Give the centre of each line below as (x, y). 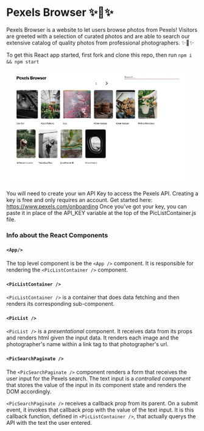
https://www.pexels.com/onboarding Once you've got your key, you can (97, 206)
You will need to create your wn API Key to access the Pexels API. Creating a (102, 193)
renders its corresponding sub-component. (61, 304)
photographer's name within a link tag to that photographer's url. (87, 344)
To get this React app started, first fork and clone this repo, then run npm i (99, 55)
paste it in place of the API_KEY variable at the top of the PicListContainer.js (101, 212)
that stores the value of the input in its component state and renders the (97, 385)
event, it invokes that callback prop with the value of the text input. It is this (100, 410)
